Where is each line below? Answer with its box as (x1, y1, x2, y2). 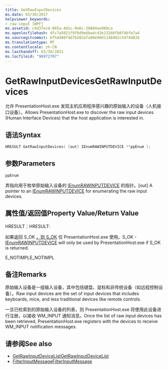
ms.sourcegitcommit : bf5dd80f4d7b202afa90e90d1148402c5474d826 (5, 35, 140, 40)
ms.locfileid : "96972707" (5, 53, 59, 59)
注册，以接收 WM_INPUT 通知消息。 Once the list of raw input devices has (9, 313, 162, 319)
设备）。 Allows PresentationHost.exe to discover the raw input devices (9, 109, 154, 115)
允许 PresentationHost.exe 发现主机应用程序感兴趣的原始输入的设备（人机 (5, 103, 157, 109)
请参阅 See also (5, 339, 52, 348)
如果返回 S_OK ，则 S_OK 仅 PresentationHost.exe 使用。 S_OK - (5, 233, 137, 240)
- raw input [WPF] (5, 21, 43, 26)
